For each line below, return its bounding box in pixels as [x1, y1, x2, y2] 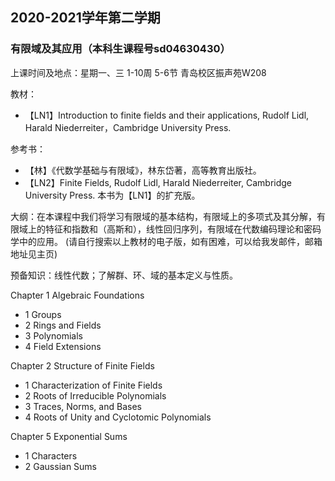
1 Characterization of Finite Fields [24, 379, 163, 391]
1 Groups [24, 308, 62, 320]
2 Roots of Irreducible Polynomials [24, 389, 167, 402]
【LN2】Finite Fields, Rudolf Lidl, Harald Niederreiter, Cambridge [24, 176, 293, 188]
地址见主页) [10, 248, 58, 260]
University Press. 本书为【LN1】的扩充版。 [24, 189, 201, 201]
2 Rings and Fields [24, 319, 102, 331]
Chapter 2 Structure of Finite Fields [10, 359, 155, 372]
